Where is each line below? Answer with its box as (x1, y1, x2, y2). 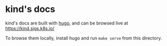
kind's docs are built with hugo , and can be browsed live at (5, 20, 128, 26)
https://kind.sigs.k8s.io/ (5, 25, 55, 31)
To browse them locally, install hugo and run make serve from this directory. (5, 35, 162, 41)
